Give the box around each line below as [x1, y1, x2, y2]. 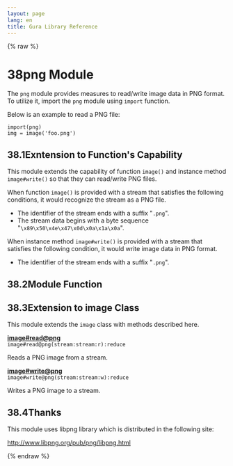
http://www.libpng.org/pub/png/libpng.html [7, 439, 131, 447]
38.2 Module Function [7, 278, 103, 290]
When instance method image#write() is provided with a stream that [7, 237, 203, 246]
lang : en [7, 17, 33, 24]
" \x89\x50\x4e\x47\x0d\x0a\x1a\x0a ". [17, 224, 124, 232]
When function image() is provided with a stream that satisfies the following [7, 188, 224, 197]
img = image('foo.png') [7, 130, 77, 137]
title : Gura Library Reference [7, 23, 98, 30]
